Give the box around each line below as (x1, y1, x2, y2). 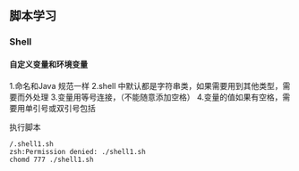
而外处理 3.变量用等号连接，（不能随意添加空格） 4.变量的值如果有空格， (16, 92, 283, 102)
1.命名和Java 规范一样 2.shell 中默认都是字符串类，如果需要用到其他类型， (9, 80, 284, 91)
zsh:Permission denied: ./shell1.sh (9, 147, 146, 156)
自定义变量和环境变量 (9, 59, 88, 69)
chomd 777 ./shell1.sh (9, 155, 94, 164)
